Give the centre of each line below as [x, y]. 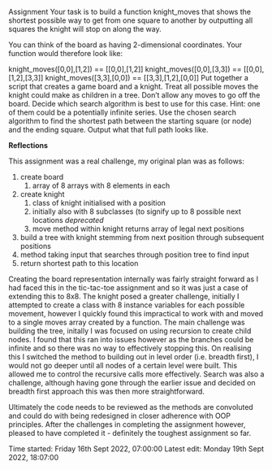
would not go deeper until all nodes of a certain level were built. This [123, 366]
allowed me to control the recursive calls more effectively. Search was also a [136, 374]
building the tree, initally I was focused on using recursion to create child [130, 331]
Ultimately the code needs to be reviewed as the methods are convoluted [131, 407]
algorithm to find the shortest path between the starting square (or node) [130, 121]
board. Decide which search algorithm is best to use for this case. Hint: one [134, 104]
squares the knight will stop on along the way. [85, 29]
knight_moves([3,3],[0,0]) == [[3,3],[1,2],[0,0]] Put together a [147, 78]
